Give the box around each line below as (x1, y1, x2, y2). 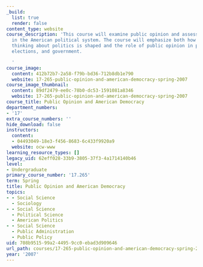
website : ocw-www (11, 144, 56, 150)
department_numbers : (6, 104, 59, 110)
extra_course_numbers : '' (6, 116, 71, 122)
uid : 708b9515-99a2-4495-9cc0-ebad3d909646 (6, 240, 118, 246)
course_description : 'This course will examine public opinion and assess (6, 32, 199, 38)
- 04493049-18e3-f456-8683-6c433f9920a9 (11, 138, 115, 144)
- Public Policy (11, 234, 53, 240)
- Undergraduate (6, 166, 47, 173)
